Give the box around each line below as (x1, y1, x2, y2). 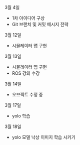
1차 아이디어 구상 (11, 15, 45, 21)
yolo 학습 (11, 113, 30, 119)
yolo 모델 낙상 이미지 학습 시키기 (11, 134, 75, 140)
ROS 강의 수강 (11, 70, 40, 76)
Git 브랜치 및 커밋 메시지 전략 (11, 22, 68, 27)
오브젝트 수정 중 (11, 92, 43, 97)
